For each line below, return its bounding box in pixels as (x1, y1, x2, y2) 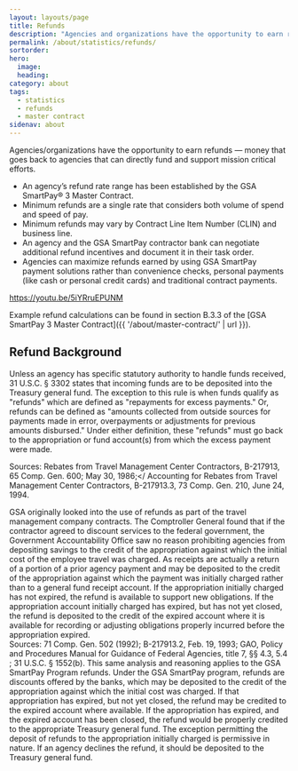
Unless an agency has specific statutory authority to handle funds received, (9, 368, 286, 378)
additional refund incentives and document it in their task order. (21, 247, 255, 258)
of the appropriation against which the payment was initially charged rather (9, 572, 284, 583)
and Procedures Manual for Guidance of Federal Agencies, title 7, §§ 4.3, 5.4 (9, 648, 288, 658)
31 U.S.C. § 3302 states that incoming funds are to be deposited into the (9, 378, 273, 388)
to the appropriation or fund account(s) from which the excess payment (9, 434, 271, 445)
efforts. (9, 163, 36, 174)
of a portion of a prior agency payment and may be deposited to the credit (9, 563, 281, 574)
